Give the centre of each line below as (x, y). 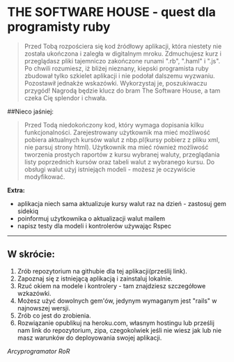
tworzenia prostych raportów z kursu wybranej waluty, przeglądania (122, 155)
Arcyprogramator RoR (39, 351)
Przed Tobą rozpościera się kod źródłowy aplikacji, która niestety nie (123, 46)
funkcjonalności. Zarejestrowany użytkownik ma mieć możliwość (117, 132)
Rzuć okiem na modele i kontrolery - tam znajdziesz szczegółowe (111, 285)
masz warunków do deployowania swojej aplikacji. (89, 338)
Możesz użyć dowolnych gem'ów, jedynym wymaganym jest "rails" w (117, 301)
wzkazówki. (34, 293)
